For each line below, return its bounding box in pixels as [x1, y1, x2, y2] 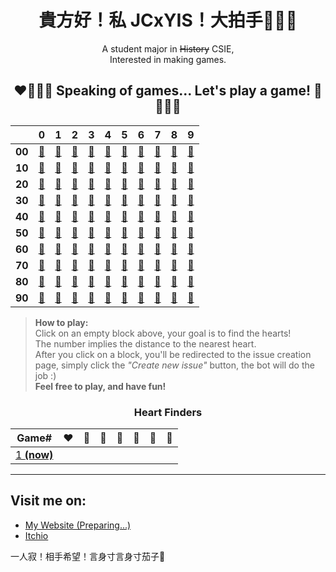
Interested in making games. [109, 53, 227, 65]
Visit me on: [10, 492, 87, 510]
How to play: [34, 316, 89, 328]
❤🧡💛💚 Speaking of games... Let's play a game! [13, 82, 312, 100]
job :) [34, 369, 57, 381]
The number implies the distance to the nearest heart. [34, 337, 257, 350]
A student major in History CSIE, [101, 42, 235, 55]
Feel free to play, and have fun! [34, 380, 167, 392]
